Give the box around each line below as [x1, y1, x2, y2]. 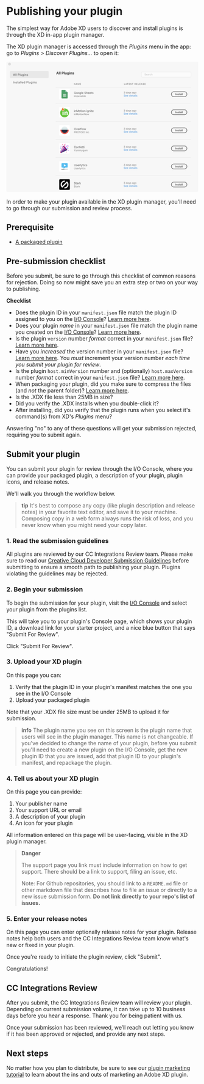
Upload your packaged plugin [15, 696, 90, 704]
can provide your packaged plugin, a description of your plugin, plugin [6, 471, 183, 479]
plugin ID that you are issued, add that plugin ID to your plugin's [21, 752, 181, 759]
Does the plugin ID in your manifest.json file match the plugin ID [15, 309, 177, 316]
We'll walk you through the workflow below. [6, 490, 116, 497]
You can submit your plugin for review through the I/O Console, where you [6, 465, 193, 472]
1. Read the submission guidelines [6, 536, 109, 545]
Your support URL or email [15, 806, 82, 814]
